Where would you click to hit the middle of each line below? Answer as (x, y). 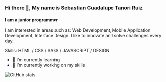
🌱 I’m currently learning (36, 60)
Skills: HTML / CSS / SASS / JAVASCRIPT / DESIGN (57, 51)
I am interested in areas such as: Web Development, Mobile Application (78, 30)
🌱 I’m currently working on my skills (49, 65)
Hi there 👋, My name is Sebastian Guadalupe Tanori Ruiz (74, 8)
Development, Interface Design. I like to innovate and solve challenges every (83, 36)
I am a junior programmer (32, 20)
